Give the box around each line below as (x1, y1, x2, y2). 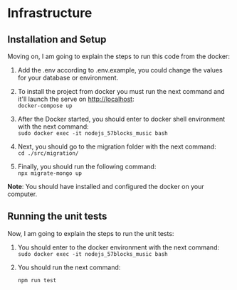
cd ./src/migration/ (17, 150, 79, 157)
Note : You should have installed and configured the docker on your (7, 183, 204, 190)
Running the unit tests (7, 210, 107, 222)
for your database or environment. (17, 73, 119, 82)
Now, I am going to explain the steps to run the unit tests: (7, 229, 174, 237)
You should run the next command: (17, 263, 121, 272)
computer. (7, 190, 38, 198)
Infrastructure (7, 5, 93, 21)
